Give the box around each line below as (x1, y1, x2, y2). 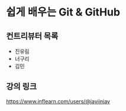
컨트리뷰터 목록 (6, 31, 59, 41)
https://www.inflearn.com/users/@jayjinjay (6, 97, 111, 104)
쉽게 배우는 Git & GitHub (6, 5, 120, 19)
